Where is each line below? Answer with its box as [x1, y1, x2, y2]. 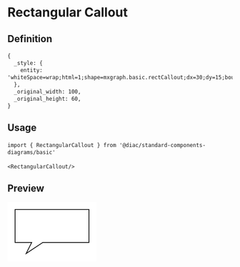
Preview [7, 183, 45, 195]
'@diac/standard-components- [119, 141, 206, 148]
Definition [7, 33, 52, 45]
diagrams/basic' [7, 148, 56, 156]
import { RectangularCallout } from [7, 141, 116, 148]
